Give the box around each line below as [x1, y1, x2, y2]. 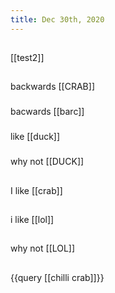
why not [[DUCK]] [10, 156, 85, 168]
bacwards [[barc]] [10, 106, 85, 118]
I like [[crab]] [10, 184, 63, 196]
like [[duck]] [10, 131, 61, 143]
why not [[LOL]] [10, 242, 76, 255]
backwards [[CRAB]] [10, 81, 95, 93]
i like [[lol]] [10, 213, 55, 225]
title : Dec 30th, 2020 [10, 14, 105, 25]
